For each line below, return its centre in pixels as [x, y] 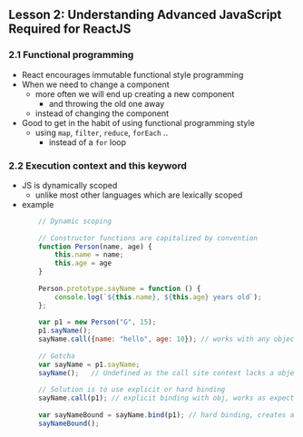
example [38, 204]
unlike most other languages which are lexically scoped [139, 195]
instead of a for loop [88, 142]
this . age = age [83, 263]
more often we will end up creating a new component [135, 93]
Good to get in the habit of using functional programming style [138, 122]
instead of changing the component [102, 113]
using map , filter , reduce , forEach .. [102, 132]
